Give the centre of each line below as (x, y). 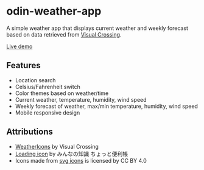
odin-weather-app (54, 11)
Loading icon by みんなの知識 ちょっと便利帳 (71, 154)
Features (23, 66)
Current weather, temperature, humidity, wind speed (81, 99)
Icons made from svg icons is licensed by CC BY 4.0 (81, 160)
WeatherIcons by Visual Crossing (57, 146)
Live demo (19, 46)
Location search (35, 80)
